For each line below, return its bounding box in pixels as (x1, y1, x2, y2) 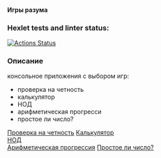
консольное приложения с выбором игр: (7, 72, 130, 80)
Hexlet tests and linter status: (7, 23, 109, 33)
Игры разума (7, 6, 48, 14)
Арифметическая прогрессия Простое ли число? (7, 143, 155, 152)
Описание (7, 56, 44, 65)
